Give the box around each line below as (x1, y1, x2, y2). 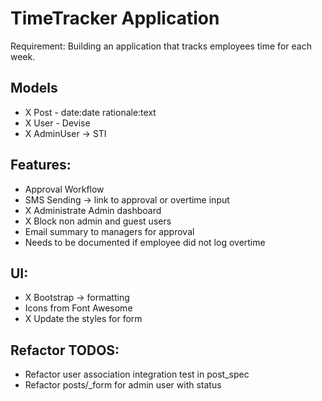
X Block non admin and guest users (24, 215, 172, 227)
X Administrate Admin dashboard (24, 204, 162, 216)
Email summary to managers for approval (24, 225, 195, 237)
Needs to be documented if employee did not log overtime (24, 236, 266, 248)
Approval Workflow (24, 183, 105, 195)
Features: (10, 157, 72, 174)
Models (10, 80, 58, 97)
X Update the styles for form (24, 313, 143, 325)
